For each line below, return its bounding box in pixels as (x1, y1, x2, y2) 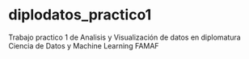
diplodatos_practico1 (8, 6, 152, 24)
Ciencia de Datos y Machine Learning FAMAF (8, 40, 159, 50)
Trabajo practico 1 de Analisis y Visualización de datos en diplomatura (8, 32, 241, 42)
